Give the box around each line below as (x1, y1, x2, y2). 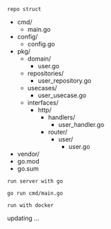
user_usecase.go (37, 91, 87, 99)
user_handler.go (58, 121, 105, 128)
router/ (48, 128, 68, 136)
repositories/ (27, 69, 64, 77)
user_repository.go (37, 77, 92, 85)
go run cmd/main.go (7, 190, 63, 197)
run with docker (7, 202, 54, 209)
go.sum (17, 165, 39, 172)
